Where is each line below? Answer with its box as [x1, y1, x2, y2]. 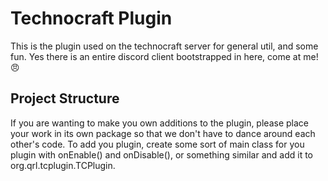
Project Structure [10, 90, 120, 107]
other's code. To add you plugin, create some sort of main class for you [10, 138, 305, 150]
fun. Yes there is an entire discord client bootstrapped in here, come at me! [10, 50, 319, 62]
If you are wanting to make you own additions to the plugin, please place [10, 117, 309, 129]
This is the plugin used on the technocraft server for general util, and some [10, 40, 319, 52]
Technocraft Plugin [10, 7, 173, 30]
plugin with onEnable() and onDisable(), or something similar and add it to [10, 148, 314, 161]
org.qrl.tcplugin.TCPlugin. [10, 159, 116, 171]
